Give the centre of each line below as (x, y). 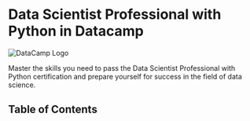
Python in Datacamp (76, 31)
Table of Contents (53, 110)
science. (22, 85)
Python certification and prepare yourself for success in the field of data (125, 76)
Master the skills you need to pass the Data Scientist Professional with (122, 68)
